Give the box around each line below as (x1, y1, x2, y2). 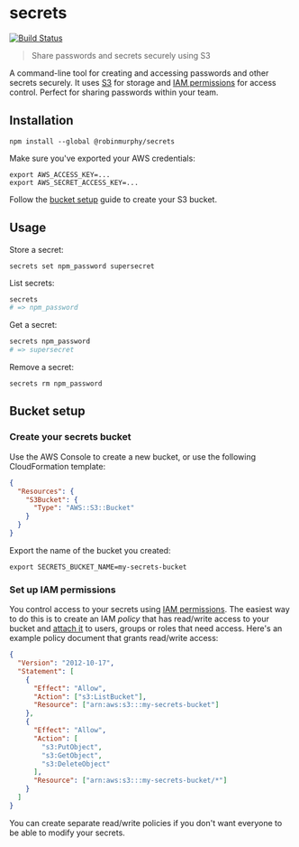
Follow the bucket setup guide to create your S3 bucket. (9, 193, 218, 205)
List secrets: (9, 277, 55, 288)
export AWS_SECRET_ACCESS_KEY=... (9, 178, 140, 187)
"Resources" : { (17, 487, 75, 496)
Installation (9, 113, 74, 128)
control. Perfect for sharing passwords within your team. (9, 87, 219, 98)
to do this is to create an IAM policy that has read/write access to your (9, 613, 270, 625)
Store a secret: (9, 244, 65, 255)
